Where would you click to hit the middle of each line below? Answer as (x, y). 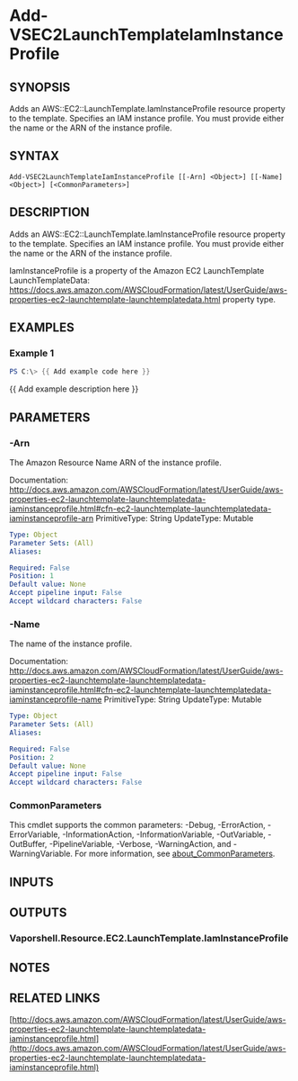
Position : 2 (31, 757)
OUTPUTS (38, 913)
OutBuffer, (28, 844)
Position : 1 (31, 576)
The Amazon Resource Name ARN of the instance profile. (115, 462)
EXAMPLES (42, 328)
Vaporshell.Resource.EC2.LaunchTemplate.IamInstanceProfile (149, 939)
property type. (249, 299)
